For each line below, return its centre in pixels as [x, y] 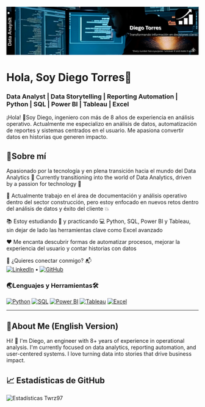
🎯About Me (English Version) [63, 326]
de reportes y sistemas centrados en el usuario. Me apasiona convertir [95, 130]
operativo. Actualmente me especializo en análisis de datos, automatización [102, 124]
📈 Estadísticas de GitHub [56, 380]
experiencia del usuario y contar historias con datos [71, 249]
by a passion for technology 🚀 [44, 184]
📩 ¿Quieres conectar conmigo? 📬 [49, 261]
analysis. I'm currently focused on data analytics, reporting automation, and [101, 347]
